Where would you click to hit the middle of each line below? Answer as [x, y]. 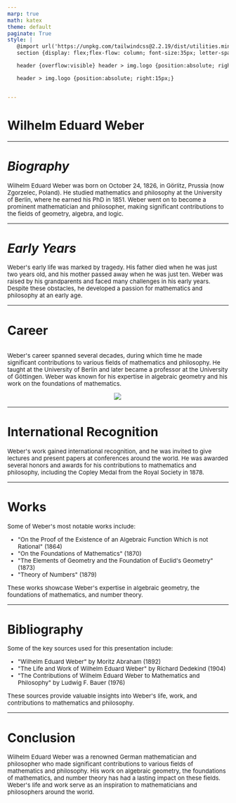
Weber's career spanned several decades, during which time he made [105, 355]
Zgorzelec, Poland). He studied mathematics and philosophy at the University [115, 192]
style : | [20, 40]
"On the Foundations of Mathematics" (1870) [79, 553]
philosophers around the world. [51, 792]
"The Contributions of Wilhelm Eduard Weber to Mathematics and [109, 676]
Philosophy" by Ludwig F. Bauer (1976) [71, 683]
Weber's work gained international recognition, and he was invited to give [110, 451]
